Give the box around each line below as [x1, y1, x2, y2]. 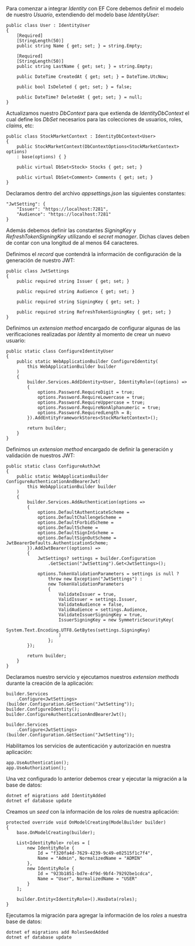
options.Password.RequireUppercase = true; [37, 399, 145, 405]
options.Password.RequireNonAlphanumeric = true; [37, 405, 161, 411]
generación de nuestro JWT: [6, 257, 75, 264]
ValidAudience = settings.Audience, [58, 607, 148, 613]
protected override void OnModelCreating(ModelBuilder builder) [6, 819, 166, 825]
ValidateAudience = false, [58, 602, 125, 607]
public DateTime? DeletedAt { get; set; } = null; [16, 94, 143, 100]
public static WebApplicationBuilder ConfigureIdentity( [16, 358, 159, 364]
